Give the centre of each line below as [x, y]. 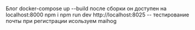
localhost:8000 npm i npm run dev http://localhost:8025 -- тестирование [97, 15]
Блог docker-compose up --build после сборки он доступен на [86, 9]
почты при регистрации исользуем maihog [61, 21]
